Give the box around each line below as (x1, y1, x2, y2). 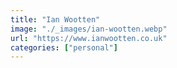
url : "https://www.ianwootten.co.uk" (10, 33, 168, 43)
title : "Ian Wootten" (10, 14, 101, 25)
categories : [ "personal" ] (10, 42, 118, 53)
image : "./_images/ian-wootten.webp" (10, 24, 168, 34)
